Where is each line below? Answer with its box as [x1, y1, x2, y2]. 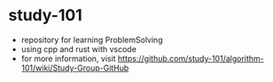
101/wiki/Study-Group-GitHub [20, 63, 129, 73]
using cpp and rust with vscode [20, 43, 136, 54]
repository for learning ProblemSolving [20, 34, 163, 45]
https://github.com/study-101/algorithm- [117, 53, 265, 63]
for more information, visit [20, 53, 116, 63]
